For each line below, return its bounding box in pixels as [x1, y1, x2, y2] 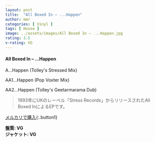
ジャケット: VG [5, 131, 36, 137]
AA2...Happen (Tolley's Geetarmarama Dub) [5, 86, 97, 92]
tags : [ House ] [5, 26, 39, 31]
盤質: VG [5, 125, 24, 131]
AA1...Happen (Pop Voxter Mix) [5, 77, 70, 83]
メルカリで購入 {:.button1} [5, 114, 58, 120]
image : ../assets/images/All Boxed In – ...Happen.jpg [5, 31, 123, 36]
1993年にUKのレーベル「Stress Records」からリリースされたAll [17, 97, 150, 103]
